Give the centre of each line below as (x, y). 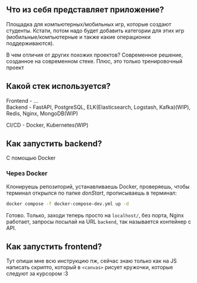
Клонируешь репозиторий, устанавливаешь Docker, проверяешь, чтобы (98, 186)
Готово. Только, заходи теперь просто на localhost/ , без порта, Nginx (95, 215)
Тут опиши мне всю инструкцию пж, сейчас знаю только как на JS (92, 261)
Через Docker (27, 174)
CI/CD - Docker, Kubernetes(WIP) (47, 125)
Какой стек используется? (59, 86)
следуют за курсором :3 (37, 273)
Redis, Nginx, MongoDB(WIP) (42, 113)
